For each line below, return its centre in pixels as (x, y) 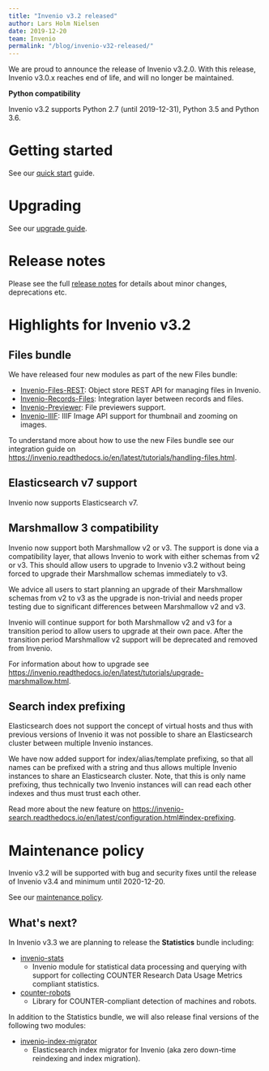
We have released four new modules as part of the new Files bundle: (123, 374)
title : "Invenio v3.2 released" (63, 16)
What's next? (43, 923)
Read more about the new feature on (70, 809)
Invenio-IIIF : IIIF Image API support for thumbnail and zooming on (129, 415)
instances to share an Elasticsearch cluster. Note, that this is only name (127, 776)
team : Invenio (32, 39)
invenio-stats (42, 958)
